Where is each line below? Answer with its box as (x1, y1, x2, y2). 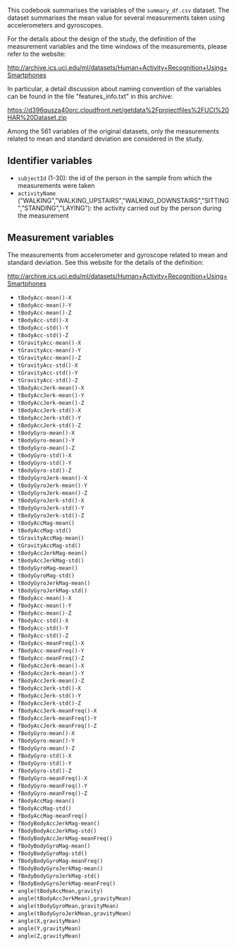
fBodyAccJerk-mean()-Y (17, 669, 85, 677)
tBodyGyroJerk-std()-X (17, 497, 85, 504)
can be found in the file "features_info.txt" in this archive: (7, 92, 173, 100)
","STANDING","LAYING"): (17, 204, 92, 212)
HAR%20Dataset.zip (7, 113, 67, 122)
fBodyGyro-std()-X (17, 752, 72, 759)
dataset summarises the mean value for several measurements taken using (7, 13, 225, 22)
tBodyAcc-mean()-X (17, 294, 72, 301)
